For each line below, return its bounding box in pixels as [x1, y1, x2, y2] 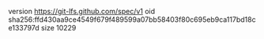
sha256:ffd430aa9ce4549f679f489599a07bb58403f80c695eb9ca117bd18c [8, 15, 256, 24]
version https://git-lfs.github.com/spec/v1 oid [8, 7, 156, 16]
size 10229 [40, 23, 77, 32]
